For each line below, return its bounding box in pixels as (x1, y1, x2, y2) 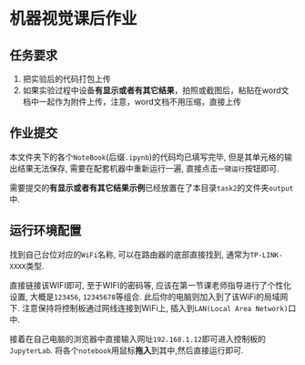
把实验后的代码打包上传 (22, 74, 111, 84)
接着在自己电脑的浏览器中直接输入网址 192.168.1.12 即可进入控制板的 (9, 333, 266, 344)
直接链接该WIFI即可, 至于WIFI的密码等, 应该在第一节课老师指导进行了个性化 (9, 279, 292, 290)
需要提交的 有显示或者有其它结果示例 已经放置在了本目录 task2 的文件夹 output (9, 182, 294, 193)
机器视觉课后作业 (9, 8, 138, 29)
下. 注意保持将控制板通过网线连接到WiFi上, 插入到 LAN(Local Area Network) (9, 302, 289, 313)
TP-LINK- (249, 250, 283, 260)
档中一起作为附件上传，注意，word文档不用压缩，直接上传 (22, 97, 242, 107)
